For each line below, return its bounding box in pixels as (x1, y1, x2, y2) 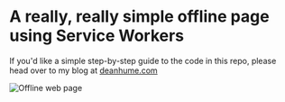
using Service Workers (9, 25, 185, 46)
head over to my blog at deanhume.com (9, 65, 158, 76)
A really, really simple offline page (9, 6, 270, 27)
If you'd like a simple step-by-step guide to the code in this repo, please (9, 55, 277, 66)
